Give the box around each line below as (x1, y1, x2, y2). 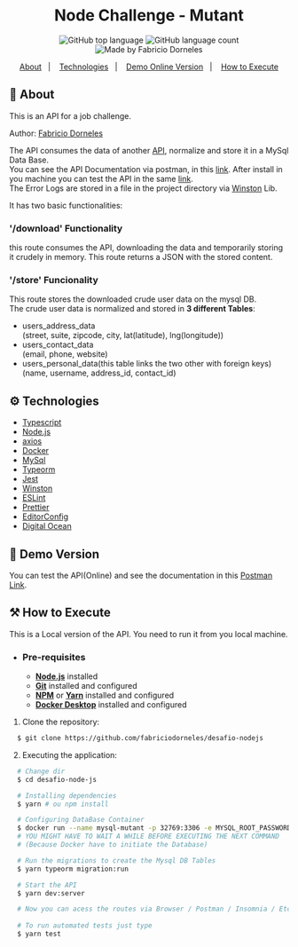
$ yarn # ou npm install (17, 800, 109, 809)
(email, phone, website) (21, 349, 108, 359)
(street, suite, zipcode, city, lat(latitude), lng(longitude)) (21, 330, 224, 341)
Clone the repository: (21, 716, 100, 728)
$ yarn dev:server (17, 888, 86, 897)
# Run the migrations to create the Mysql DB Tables (17, 856, 216, 865)
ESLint (21, 493, 46, 503)
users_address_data (21, 320, 96, 331)
